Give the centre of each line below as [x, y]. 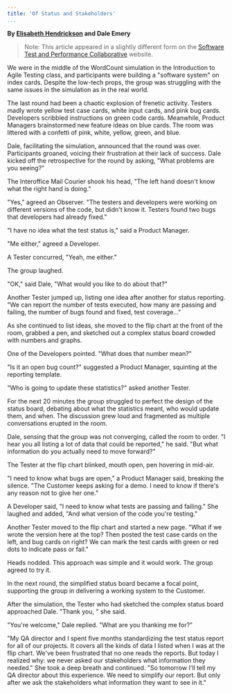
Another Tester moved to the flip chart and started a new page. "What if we [115, 527]
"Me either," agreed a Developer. [54, 244]
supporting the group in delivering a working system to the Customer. [106, 591]
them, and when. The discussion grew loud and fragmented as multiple [109, 415]
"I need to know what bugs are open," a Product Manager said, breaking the [116, 478]
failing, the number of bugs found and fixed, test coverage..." [94, 312]
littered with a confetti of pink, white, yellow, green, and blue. [94, 132]
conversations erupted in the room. [57, 423]
